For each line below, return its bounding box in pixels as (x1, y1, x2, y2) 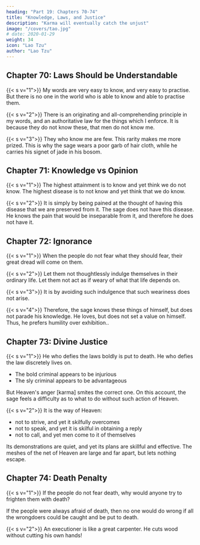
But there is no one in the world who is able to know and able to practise (6, 93, 185, 100)
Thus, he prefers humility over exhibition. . (6, 319, 109, 326)
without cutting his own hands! (6, 531, 82, 539)
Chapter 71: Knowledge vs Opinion (6, 165, 138, 175)
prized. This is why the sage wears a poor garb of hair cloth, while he (6, 142, 178, 149)
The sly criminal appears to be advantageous (14, 377, 127, 384)
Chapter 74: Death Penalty (6, 473, 108, 484)
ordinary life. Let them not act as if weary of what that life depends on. (6, 276, 181, 284)
